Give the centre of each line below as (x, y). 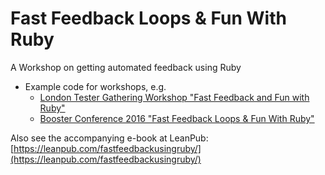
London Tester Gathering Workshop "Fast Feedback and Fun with (174, 97)
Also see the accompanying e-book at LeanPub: (109, 138)
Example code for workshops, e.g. (95, 86)
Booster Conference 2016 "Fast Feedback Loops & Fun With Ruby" (177, 118)
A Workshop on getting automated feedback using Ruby (126, 67)
